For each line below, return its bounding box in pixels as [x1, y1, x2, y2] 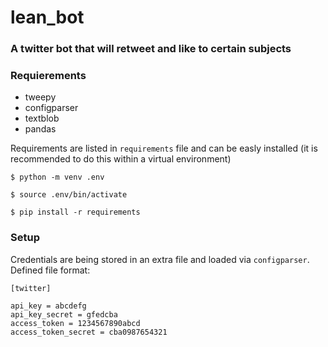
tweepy [24, 91, 57, 103]
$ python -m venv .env [10, 172, 105, 183]
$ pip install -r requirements [10, 207, 141, 218]
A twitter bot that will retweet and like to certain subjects [10, 42, 292, 56]
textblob [24, 112, 60, 125]
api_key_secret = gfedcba [10, 309, 118, 320]
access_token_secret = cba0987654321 [10, 327, 168, 337]
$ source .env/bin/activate [10, 190, 128, 200]
